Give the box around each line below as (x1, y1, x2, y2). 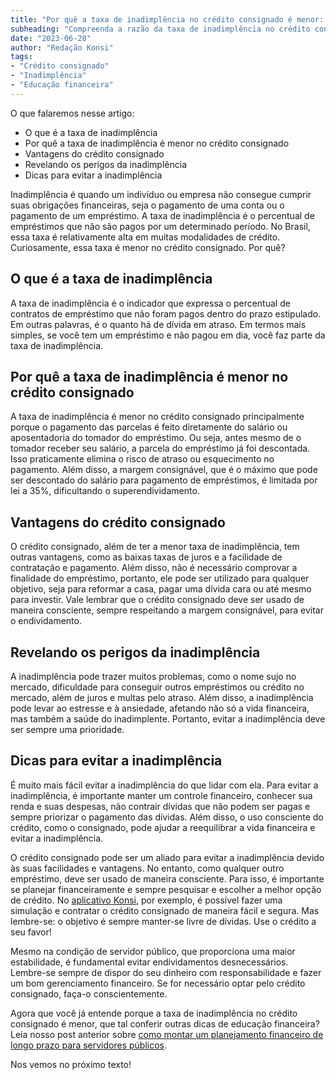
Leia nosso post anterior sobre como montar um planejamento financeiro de (10, 1028, 324, 1040)
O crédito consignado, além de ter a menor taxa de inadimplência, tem (10, 541, 300, 553)
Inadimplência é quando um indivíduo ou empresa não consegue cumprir (10, 188, 312, 200)
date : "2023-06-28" (10, 33, 92, 43)
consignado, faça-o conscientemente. (10, 987, 168, 1000)
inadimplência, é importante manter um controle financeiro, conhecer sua (10, 789, 313, 801)
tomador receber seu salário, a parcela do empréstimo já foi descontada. (10, 442, 311, 455)
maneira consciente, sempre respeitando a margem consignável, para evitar (10, 604, 324, 616)
